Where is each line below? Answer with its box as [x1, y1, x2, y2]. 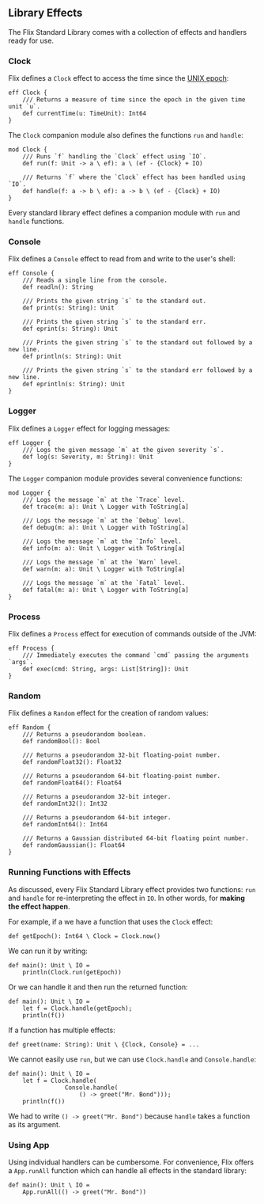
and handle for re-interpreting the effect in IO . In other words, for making [8, 893, 245, 902]
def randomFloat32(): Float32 [22, 758, 123, 766]
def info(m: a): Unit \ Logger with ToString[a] [22, 544, 186, 553]
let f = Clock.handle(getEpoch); [22, 1005, 133, 1012]
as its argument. [8, 1119, 61, 1129]
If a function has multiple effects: [8, 1025, 116, 1035]
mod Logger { [8, 488, 51, 497]
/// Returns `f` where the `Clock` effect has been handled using [22, 173, 246, 181]
